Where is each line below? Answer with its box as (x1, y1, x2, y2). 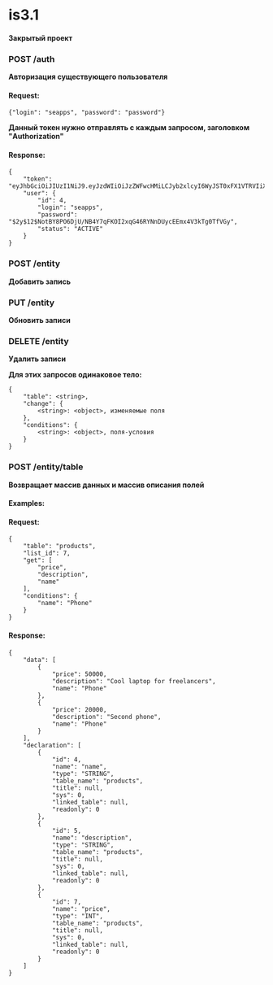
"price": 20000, (51, 705, 107, 713)
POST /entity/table (8, 461, 84, 473)
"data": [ (23, 656, 57, 664)
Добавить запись (8, 277, 71, 286)
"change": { (23, 400, 63, 408)
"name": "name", (51, 762, 107, 770)
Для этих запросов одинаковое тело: (8, 370, 142, 380)
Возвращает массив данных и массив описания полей (8, 480, 205, 490)
